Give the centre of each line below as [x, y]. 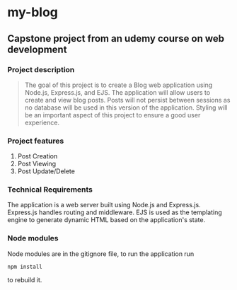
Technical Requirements [50, 190]
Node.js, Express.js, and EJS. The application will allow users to [117, 92]
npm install [25, 267]
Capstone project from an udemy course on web [116, 39]
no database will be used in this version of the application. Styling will [126, 108]
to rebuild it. [25, 279]
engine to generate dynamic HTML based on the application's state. [106, 220]
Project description [41, 69]
